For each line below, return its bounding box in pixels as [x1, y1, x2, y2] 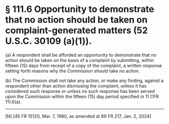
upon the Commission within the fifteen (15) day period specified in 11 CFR [5, 93, 159, 99]
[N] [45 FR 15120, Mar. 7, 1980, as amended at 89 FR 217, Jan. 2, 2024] [5, 113, 152, 119]
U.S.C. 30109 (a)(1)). [5, 35, 92, 47]
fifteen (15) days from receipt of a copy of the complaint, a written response [5, 62, 162, 68]
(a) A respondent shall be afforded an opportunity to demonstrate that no [5, 51, 157, 58]
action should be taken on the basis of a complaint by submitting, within [5, 57, 154, 63]
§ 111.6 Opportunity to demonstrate [5, 3, 154, 15]
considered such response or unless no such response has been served [5, 88, 155, 94]
